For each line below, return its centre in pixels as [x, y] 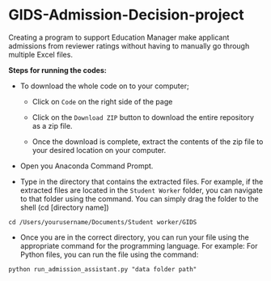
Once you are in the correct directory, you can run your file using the [134, 237]
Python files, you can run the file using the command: [109, 254]
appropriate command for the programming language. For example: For [139, 245]
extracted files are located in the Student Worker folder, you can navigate [141, 190]
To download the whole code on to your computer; [104, 86]
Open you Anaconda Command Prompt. [87, 166]
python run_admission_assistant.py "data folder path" [103, 269]
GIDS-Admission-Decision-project [126, 15]
